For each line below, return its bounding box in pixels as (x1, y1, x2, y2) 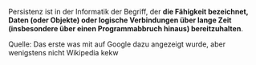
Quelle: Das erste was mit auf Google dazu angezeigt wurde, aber (8, 39, 226, 49)
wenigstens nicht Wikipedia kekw (8, 48, 119, 57)
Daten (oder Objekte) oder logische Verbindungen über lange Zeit (8, 15, 232, 25)
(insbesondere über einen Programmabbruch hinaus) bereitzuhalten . (8, 24, 243, 33)
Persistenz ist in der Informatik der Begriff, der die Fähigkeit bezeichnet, (8, 7, 249, 16)
